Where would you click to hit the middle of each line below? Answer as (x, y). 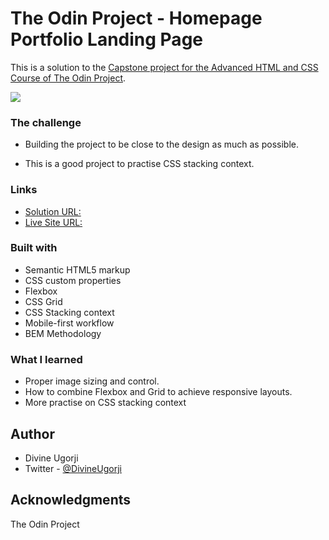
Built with (34, 248)
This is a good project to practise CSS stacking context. (139, 164)
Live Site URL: (53, 222)
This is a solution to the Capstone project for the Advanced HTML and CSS (164, 67)
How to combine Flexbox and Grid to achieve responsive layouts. (158, 392)
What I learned (46, 359)
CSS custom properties (73, 280)
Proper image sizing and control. (92, 381)
